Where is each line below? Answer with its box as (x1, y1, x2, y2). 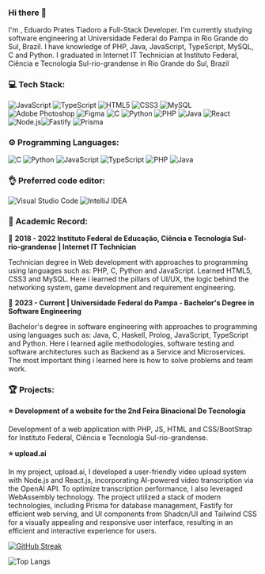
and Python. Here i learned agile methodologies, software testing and (8, 339, 235, 348)
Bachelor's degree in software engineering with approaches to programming (8, 322, 258, 331)
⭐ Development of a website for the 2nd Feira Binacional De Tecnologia (8, 406, 246, 415)
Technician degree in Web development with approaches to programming (8, 258, 248, 267)
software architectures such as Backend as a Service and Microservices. (8, 347, 246, 357)
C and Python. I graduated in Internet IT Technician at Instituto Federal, (8, 51, 240, 60)
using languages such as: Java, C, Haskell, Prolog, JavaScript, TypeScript (8, 331, 249, 340)
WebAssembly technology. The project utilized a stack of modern (8, 492, 221, 502)
